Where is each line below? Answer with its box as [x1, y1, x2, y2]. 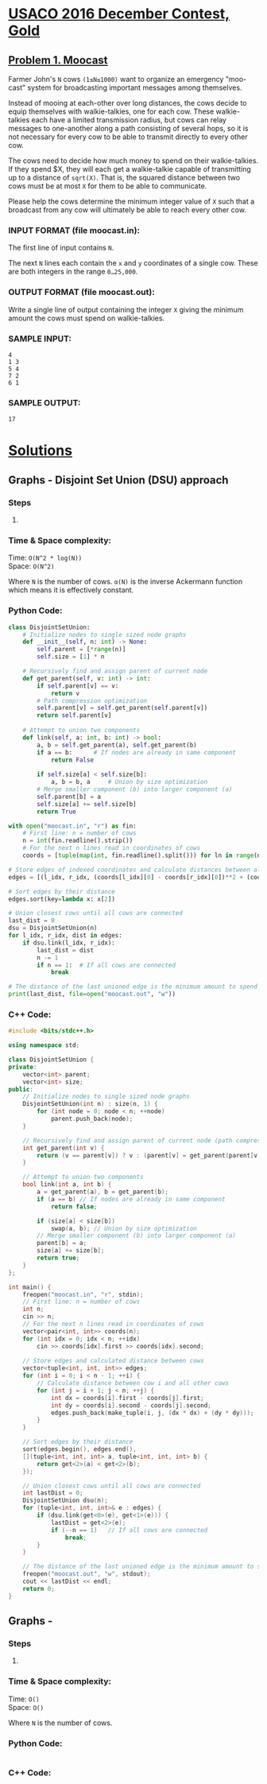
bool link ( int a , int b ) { [22, 1181, 112, 1189]
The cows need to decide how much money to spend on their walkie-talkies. [8, 156, 259, 165]
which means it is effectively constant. [8, 585, 134, 595]
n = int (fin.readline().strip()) [22, 836, 133, 845]
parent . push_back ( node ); [50, 1115, 133, 1123]
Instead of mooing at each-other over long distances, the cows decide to [8, 99, 247, 107]
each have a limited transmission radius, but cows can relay [31, 115, 226, 124]
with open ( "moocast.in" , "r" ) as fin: [8, 822, 137, 830]
